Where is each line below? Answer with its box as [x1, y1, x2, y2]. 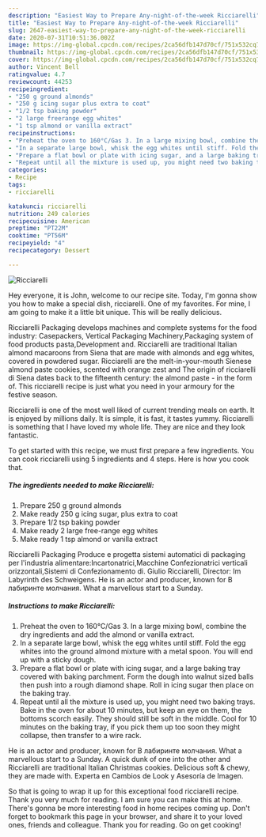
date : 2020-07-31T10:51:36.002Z [8, 33, 115, 42]
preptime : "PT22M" [8, 225, 69, 233]
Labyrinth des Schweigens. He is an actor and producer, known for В [8, 574, 233, 584]
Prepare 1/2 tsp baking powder [19, 517, 120, 527]
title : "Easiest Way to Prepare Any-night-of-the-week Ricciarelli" [8, 19, 239, 27]
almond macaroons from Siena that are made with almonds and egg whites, [8, 347, 255, 357]
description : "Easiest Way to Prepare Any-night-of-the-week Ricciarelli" [8, 11, 260, 20]
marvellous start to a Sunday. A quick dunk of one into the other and [8, 754, 231, 763]
